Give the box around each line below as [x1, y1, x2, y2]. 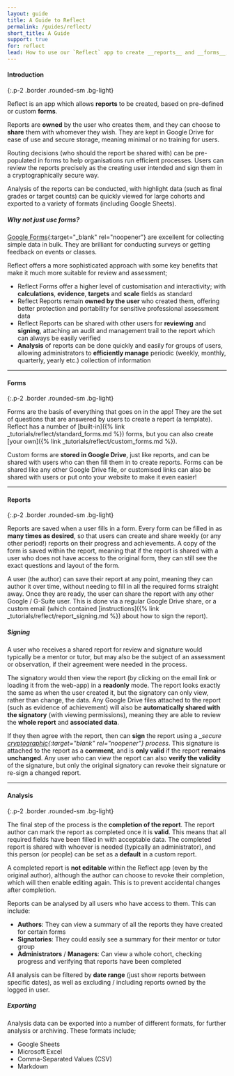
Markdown [17, 1062, 49, 1070]
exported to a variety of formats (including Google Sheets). [7, 199, 177, 208]
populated [7, 156, 37, 164]
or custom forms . [7, 107, 58, 116]
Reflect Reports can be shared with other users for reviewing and [17, 319, 207, 328]
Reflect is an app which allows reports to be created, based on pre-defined [7, 100, 224, 108]
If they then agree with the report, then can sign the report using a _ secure [7, 732, 221, 740]
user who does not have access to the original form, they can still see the [7, 554, 217, 562]
